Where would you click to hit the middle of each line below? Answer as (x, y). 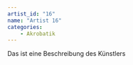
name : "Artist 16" (34, 20)
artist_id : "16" (31, 14)
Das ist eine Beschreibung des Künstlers (66, 54)
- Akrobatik (38, 34)
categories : (25, 27)
